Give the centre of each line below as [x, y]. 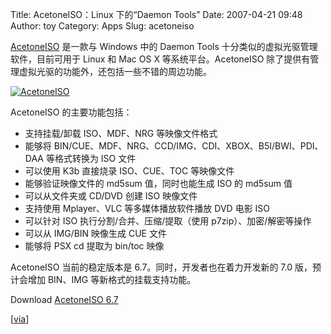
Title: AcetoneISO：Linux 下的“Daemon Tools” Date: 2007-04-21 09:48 [156, 14]
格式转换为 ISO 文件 [95, 158]
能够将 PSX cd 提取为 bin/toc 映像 [94, 246]
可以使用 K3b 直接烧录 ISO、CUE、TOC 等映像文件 [129, 171]
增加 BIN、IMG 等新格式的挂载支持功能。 [112, 279]
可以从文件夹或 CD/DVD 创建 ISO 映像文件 [111, 196]
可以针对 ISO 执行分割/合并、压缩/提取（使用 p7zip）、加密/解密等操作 [168, 221]
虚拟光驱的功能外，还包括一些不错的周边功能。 [115, 71]
